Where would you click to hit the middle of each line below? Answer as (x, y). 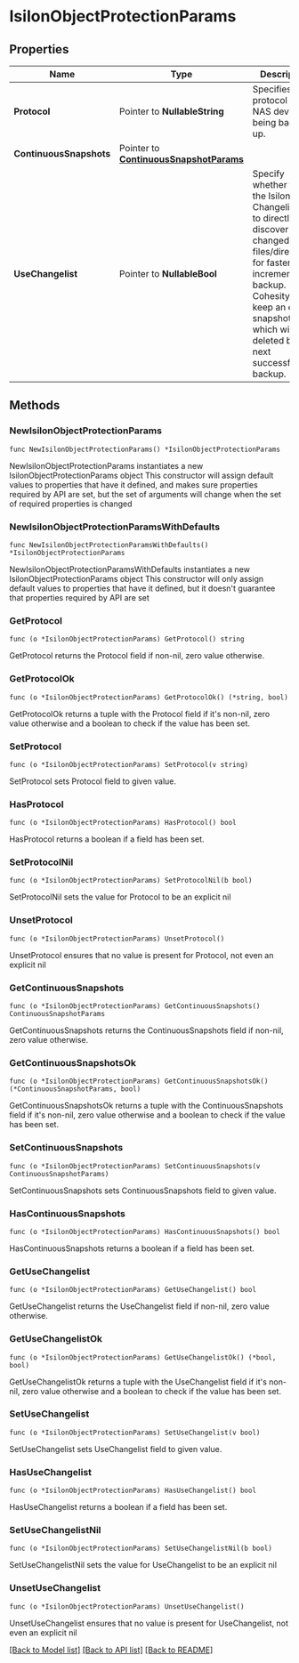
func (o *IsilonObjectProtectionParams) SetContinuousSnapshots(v (135, 1166)
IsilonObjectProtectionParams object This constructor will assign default (141, 475)
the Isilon (271, 196)
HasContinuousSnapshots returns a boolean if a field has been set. (132, 1248)
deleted (268, 340)
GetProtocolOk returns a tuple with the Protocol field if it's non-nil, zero (140, 714)
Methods (35, 405)
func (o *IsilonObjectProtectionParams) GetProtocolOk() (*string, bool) (149, 697)
